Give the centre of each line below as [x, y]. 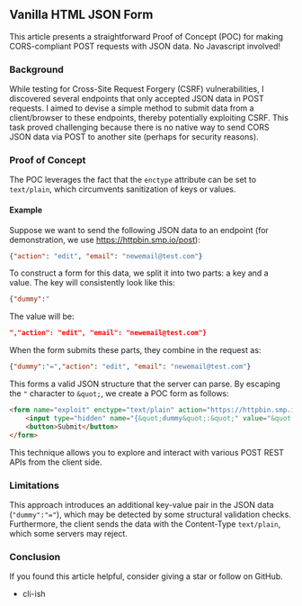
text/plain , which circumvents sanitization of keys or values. [123, 189]
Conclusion [35, 556]
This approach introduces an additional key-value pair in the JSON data [142, 504]
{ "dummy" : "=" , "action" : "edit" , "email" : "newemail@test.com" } [130, 367]
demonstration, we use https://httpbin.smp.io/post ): [105, 240]
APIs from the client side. [56, 462]
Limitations [35, 485]
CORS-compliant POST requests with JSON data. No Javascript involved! [145, 46]
